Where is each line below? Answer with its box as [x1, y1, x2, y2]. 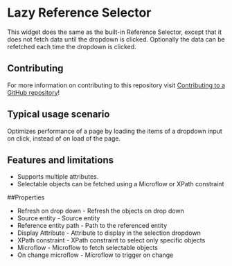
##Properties [7, 193, 45, 202]
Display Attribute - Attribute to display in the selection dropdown [17, 229, 201, 237]
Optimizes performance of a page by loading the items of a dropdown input [7, 127, 223, 135]
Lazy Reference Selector [7, 5, 152, 21]
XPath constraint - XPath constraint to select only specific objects [17, 236, 206, 245]
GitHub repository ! [7, 88, 60, 96]
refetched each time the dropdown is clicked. [7, 42, 136, 51]
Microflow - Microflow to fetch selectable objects [17, 244, 158, 252]
